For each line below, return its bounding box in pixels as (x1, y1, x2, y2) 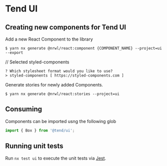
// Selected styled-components (5, 59, 69, 65)
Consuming (5, 105, 42, 113)
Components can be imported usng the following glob (5, 118, 116, 124)
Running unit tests (5, 142, 63, 150)
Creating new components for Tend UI (5, 23, 126, 31)
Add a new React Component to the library (5, 36, 93, 42)
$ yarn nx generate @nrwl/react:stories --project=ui (5, 91, 120, 96)
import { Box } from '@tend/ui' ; (5, 128, 75, 133)
